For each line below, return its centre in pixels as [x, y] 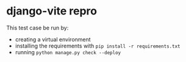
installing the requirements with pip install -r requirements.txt [98, 46]
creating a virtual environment [53, 39]
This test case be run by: [38, 28]
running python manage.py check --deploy [68, 52]
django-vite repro [52, 11]
